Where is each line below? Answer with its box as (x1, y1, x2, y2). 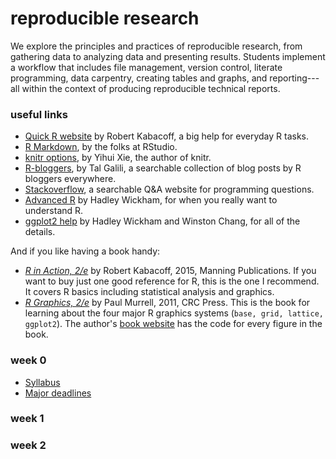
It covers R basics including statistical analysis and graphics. (24, 286, 275, 298)
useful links (10, 107, 68, 121)
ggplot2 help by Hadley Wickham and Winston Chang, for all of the (24, 215, 301, 227)
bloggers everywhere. (24, 173, 117, 185)
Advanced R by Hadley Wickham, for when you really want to (24, 194, 278, 206)
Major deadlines (24, 387, 92, 399)
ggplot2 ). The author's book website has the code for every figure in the (24, 318, 323, 330)
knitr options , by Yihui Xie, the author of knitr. (24, 152, 212, 164)
